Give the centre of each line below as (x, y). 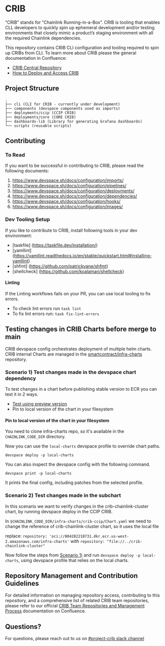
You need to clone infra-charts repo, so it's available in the (65, 431)
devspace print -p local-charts (38, 474)
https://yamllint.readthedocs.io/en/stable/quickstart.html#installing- (83, 255)
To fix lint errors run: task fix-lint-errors (56, 314)
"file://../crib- (124, 541)
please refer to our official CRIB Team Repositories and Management (75, 606)
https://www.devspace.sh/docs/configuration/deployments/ (73, 191)
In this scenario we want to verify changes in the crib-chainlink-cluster (77, 506)
